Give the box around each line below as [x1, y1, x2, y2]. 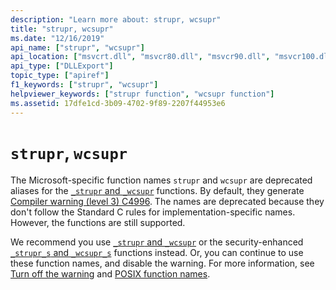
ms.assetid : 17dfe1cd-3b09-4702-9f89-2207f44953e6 [10, 98, 226, 108]
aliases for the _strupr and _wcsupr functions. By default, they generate [10, 185, 305, 197]
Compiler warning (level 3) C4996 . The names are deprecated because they [10, 196, 325, 208]
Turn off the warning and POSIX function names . [10, 268, 211, 280]
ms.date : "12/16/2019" [10, 33, 105, 43]
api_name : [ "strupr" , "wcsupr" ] [10, 42, 145, 53]
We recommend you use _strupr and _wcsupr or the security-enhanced [10, 236, 304, 248]
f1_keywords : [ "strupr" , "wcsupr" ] [10, 80, 159, 90]
